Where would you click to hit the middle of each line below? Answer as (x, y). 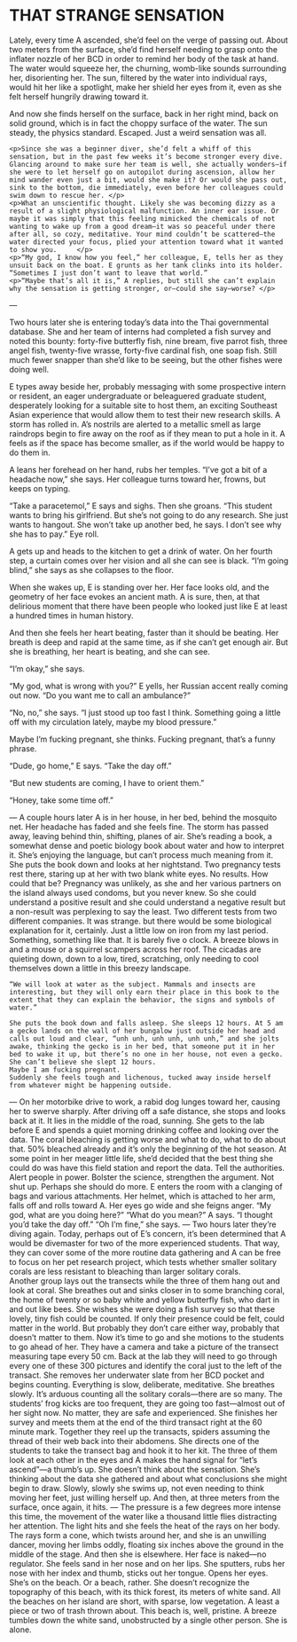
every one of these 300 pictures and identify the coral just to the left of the (145, 1365)
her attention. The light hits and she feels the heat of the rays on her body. (145, 1526)
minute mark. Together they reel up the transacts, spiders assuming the (140, 1431)
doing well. (29, 369)
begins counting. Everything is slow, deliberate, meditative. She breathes (142, 1384)
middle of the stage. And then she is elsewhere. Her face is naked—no (138, 1554)
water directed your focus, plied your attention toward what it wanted (146, 242)
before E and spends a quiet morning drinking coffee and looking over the (144, 1130)
